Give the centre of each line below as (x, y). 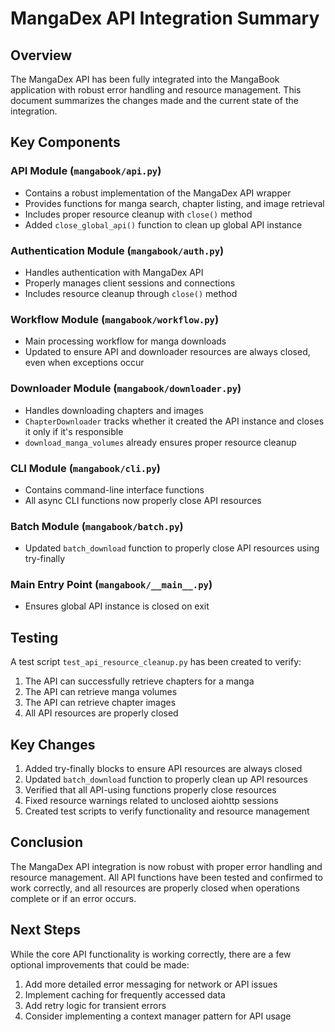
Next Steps (45, 930)
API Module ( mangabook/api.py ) (86, 171)
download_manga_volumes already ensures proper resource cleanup (160, 442)
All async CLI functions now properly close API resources (143, 500)
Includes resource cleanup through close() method (131, 293)
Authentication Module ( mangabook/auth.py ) (117, 250)
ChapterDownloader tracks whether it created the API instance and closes (174, 421)
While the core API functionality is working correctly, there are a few (151, 954)
